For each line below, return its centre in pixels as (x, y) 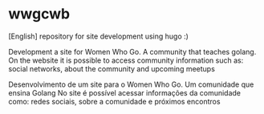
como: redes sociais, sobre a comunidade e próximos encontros (114, 101)
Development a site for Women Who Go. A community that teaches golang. (132, 51)
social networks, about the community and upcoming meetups (112, 68)
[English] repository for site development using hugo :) (98, 36)
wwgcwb (39, 14)
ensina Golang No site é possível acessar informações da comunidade (125, 92)
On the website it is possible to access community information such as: (126, 60)
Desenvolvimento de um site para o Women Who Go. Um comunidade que (131, 84)
